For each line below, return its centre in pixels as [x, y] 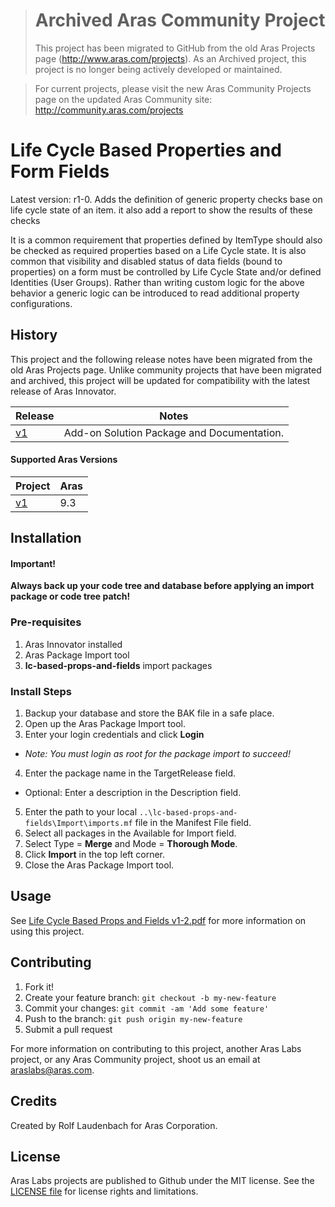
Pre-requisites [46, 622]
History [34, 335]
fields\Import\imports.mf [78, 824]
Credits [34, 1101]
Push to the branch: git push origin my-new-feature [133, 1018]
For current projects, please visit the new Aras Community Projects [173, 88]
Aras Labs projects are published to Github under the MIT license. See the [162, 1181]
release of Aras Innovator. [63, 391]
